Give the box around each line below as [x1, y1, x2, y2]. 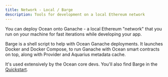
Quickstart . [5, 66, 29, 72]
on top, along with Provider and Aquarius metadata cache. [5, 51, 126, 57]
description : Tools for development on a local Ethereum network [5, 12, 145, 17]
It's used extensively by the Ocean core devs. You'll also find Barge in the [5, 61, 157, 67]
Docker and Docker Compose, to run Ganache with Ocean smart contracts [5, 46, 160, 52]
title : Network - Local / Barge [5, 7, 73, 12]
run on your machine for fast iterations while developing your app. [5, 31, 142, 37]
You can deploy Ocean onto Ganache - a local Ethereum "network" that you [5, 25, 162, 31]
